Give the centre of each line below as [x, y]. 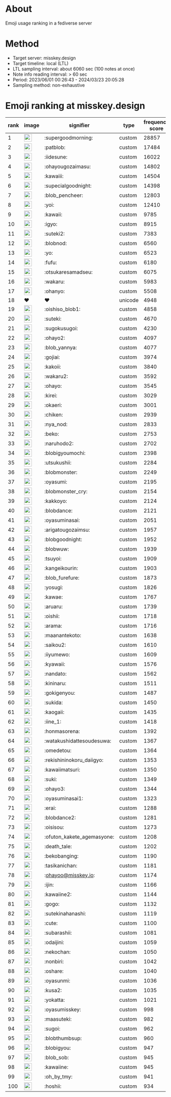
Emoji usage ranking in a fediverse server [49, 23]
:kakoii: [52, 366]
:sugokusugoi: [61, 328]
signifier [79, 125]
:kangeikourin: [61, 568]
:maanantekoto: [63, 635]
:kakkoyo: [55, 501]
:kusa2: [53, 990]
